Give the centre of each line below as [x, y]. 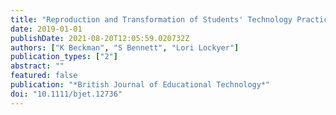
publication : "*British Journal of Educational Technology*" [140, 85]
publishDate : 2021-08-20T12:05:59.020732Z [100, 38]
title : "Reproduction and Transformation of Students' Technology [151, 19]
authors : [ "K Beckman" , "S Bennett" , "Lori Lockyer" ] [125, 47]
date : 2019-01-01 [46, 29]
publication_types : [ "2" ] [64, 57]
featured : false [44, 76]
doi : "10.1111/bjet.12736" [66, 94]
